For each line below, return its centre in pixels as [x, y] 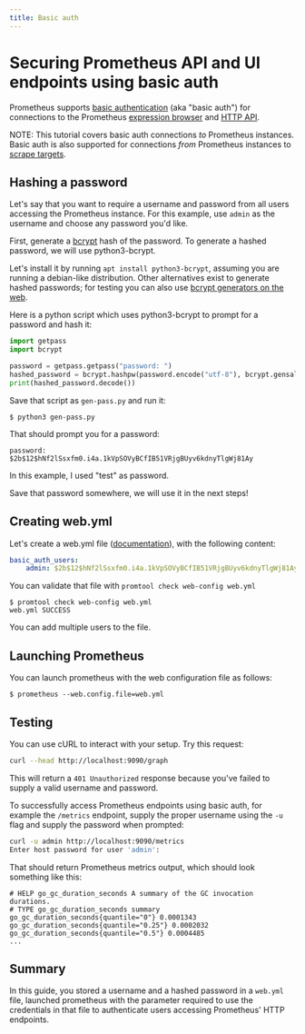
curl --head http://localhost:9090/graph [89, 761]
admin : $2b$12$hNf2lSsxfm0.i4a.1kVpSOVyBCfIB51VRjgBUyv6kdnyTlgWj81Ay [162, 569]
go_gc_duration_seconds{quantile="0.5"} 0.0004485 [107, 933]
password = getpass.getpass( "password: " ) [91, 366]
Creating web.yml [61, 522]
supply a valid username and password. [84, 788]
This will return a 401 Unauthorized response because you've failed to [140, 778]
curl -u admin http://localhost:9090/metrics [97, 841]
